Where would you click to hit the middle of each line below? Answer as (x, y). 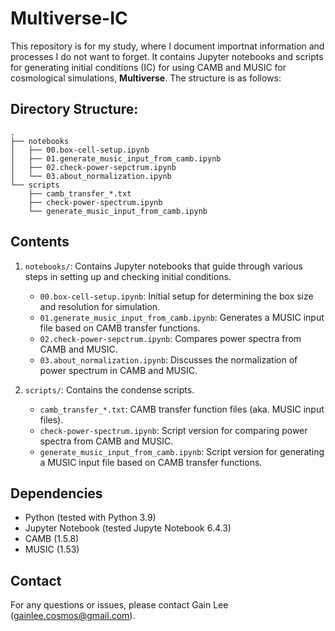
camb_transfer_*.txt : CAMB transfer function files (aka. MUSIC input (182, 409)
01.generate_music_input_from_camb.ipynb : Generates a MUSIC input (182, 317)
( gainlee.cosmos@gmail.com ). (73, 616)
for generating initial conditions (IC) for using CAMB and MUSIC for (148, 67)
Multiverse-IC (69, 18)
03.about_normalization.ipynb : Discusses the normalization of (168, 359)
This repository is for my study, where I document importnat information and (167, 46)
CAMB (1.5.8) (52, 539)
